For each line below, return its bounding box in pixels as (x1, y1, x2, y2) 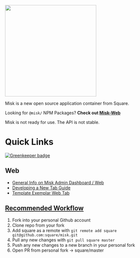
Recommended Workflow (5, 204, 84, 213)
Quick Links (5, 137, 53, 148)
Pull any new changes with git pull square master (12, 237, 115, 243)
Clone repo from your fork (12, 222, 65, 228)
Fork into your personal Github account (12, 217, 91, 223)
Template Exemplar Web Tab (12, 190, 70, 196)
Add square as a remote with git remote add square (12, 227, 117, 233)
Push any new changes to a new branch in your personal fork (12, 242, 135, 248)
